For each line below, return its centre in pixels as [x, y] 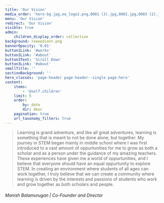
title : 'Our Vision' [26, 10]
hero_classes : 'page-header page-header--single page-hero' [68, 78]
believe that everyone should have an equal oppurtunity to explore [84, 163]
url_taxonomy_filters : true [42, 118]
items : [20, 87]
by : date [31, 105]
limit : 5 [23, 96]
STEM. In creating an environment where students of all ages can [83, 168]
